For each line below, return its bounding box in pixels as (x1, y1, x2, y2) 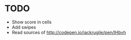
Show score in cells (11, 19, 52, 25)
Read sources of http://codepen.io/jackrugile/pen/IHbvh (11, 29, 127, 35)
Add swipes (11, 24, 36, 30)
